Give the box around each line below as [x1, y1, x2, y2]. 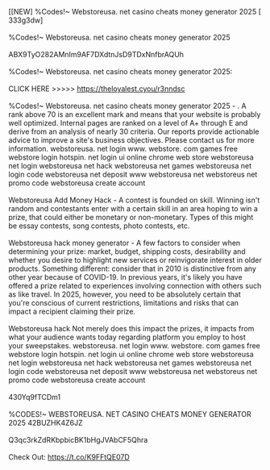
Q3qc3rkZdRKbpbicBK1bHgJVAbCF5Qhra [8, 435, 148, 444]
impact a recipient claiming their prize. [8, 306, 135, 316]
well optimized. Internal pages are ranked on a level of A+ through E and [8, 119, 248, 127]
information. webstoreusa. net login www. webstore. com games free [8, 144, 238, 153]
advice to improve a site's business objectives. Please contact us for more [8, 135, 255, 144]
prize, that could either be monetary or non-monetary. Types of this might [8, 213, 254, 222]
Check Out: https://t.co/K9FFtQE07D [8, 452, 131, 462]
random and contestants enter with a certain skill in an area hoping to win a [8, 204, 258, 213]
